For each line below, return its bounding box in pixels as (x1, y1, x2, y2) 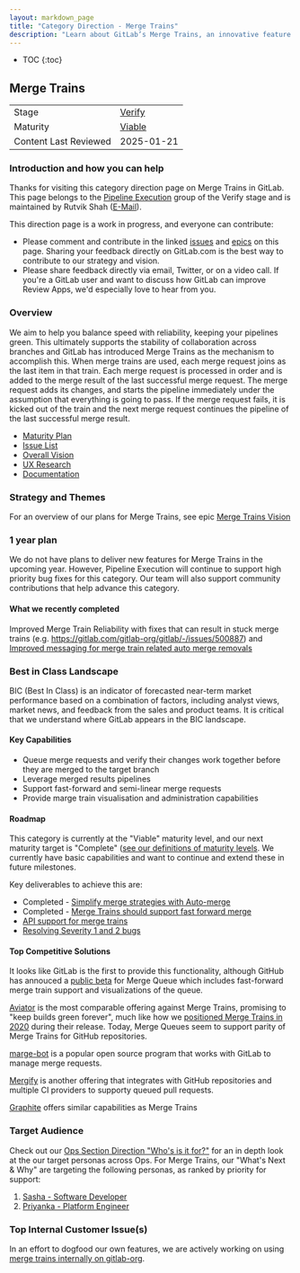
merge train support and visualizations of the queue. (9, 985, 204, 995)
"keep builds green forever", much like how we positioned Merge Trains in (9, 1012, 283, 1022)
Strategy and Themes (9, 491, 106, 503)
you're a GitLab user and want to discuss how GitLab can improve (22, 275, 267, 286)
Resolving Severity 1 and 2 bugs (22, 925, 141, 936)
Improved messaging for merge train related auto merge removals (9, 642, 253, 653)
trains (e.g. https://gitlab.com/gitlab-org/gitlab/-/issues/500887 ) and (9, 632, 263, 643)
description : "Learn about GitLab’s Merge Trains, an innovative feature (9, 30, 292, 39)
